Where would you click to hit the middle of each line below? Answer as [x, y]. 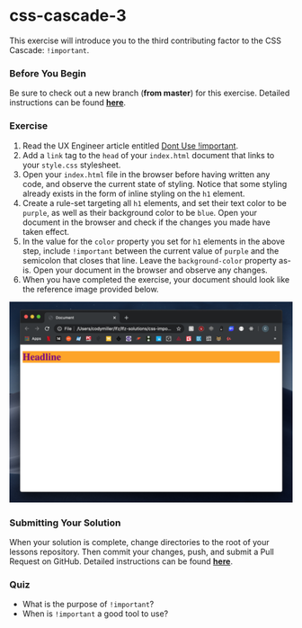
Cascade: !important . [49, 49]
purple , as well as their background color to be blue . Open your [140, 212]
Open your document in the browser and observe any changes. [150, 270]
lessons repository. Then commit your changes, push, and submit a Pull [142, 552]
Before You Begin [48, 73]
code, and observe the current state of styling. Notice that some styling [155, 184]
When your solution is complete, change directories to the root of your [139, 543]
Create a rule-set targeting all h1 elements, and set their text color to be [155, 202]
